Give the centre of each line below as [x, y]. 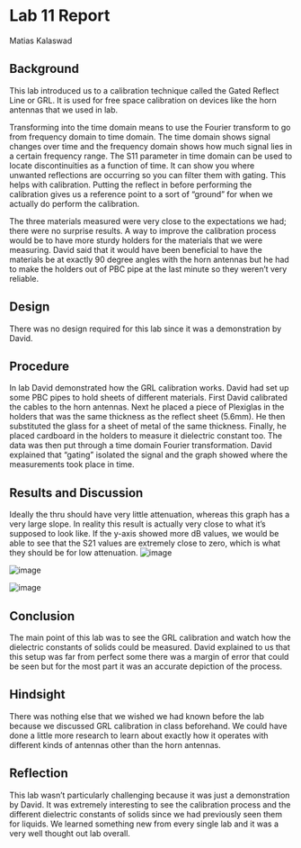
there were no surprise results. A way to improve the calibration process [143, 230]
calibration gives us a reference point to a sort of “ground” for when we [141, 194]
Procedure [40, 366]
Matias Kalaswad [41, 41]
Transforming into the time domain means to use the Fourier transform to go [150, 127]
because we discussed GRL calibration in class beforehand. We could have [148, 726]
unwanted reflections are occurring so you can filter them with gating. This [148, 175]
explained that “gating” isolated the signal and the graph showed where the [149, 455]
